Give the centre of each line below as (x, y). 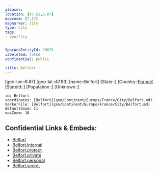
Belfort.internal (27, 145)
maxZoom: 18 (17, 113)
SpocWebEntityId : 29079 (29, 50)
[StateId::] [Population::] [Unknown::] (42, 87)
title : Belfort (21, 68)
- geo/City (16, 37)
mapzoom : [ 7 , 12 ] (22, 19)
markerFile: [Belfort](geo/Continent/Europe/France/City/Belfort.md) (78, 105)
